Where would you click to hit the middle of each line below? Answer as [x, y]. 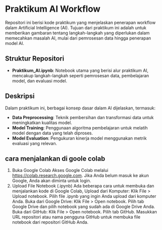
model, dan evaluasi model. [39, 81]
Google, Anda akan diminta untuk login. [52, 181]
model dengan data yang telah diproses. [53, 133]
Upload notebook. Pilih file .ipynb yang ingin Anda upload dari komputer [84, 196]
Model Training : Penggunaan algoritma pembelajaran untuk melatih [80, 127]
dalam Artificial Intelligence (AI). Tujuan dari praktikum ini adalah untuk [76, 27]
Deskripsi [20, 96]
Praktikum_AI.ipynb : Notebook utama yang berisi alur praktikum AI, [80, 70]
